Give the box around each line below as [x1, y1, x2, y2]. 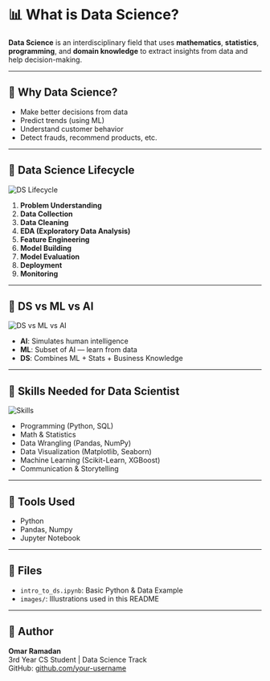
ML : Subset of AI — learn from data [19, 345, 138, 355]
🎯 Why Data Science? [8, 85, 118, 100]
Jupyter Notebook [19, 533, 80, 543]
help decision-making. [8, 55, 83, 64]
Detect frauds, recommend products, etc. [19, 133, 158, 142]
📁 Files [8, 564, 43, 578]
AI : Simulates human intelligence [19, 336, 129, 346]
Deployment [19, 260, 63, 269]
